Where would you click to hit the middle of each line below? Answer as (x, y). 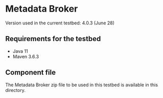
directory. (15, 90)
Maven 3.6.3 (26, 56)
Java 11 (20, 51)
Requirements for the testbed (53, 39)
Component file (31, 72)
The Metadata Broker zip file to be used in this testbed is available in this (82, 85)
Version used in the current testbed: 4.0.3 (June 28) (60, 23)
